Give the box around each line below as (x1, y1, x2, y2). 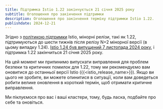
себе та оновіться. (5, 99, 44, 105)
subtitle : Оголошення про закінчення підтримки (5, 12, 104, 17)
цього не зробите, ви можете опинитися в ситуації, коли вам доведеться (5, 74, 158, 80)
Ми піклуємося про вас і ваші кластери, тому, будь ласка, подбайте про (5, 94, 156, 100)
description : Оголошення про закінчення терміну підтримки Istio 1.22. (5, 16, 154, 21)
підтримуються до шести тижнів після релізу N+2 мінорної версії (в (5, 39, 147, 45)
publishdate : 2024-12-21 (5, 20, 56, 26)
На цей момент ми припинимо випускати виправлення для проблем (5, 59, 149, 65)
